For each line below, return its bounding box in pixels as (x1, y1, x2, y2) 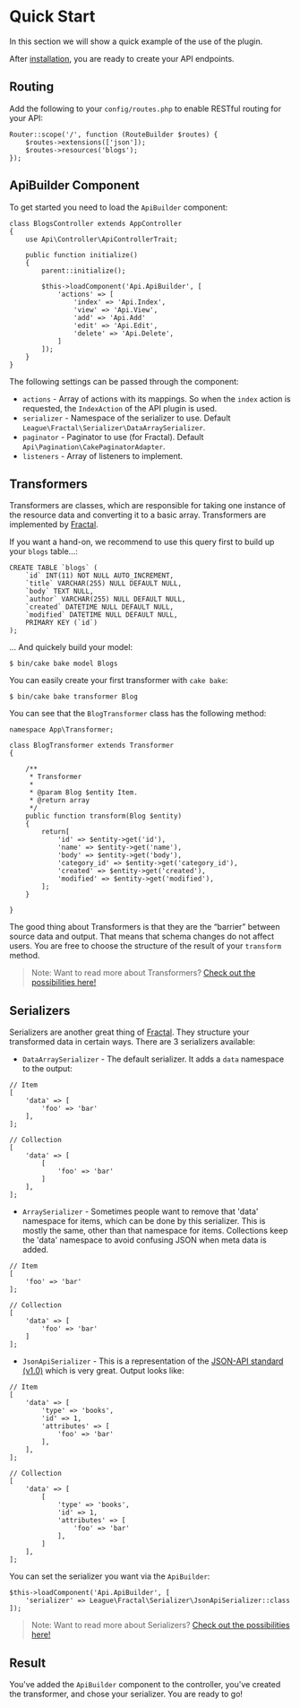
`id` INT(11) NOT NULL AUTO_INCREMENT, (25, 571, 175, 580)
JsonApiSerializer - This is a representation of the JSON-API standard (21, 1356, 284, 1366)
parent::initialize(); (41, 266, 126, 275)
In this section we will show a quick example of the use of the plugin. (9, 36, 263, 47)
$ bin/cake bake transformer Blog (9, 692, 139, 701)
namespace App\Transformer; (9, 725, 115, 734)
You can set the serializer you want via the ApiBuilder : (9, 1571, 210, 1582)
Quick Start (9, 6, 96, 27)
